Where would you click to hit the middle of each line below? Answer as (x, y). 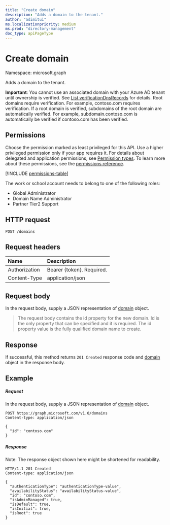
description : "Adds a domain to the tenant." (54, 15)
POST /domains (20, 231)
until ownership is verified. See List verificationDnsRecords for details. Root (84, 97)
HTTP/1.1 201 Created (28, 469)
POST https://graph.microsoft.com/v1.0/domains (57, 413)
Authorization (24, 270)
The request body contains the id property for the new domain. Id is (89, 318)
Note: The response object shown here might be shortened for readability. (83, 460)
